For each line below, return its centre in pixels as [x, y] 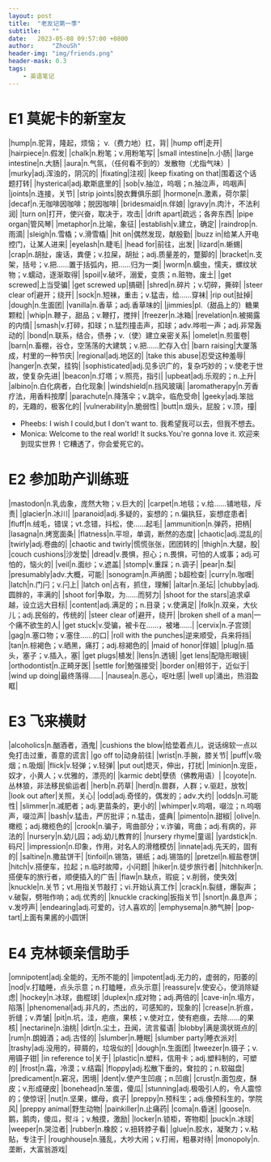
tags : [17, 69]
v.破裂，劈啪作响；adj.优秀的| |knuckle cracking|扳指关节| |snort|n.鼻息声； [134, 897]
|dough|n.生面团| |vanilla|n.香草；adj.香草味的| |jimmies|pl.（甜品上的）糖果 [134, 305]
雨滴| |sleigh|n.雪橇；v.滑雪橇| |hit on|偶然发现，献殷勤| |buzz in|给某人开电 [134, 234]
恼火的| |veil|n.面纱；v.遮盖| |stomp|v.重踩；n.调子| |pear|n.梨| [133, 564]
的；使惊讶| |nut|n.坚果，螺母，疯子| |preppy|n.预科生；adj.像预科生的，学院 [135, 1099]
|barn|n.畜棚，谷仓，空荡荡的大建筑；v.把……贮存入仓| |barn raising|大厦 [129, 345]
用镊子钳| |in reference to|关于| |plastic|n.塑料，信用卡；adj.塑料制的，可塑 [133, 1058]
